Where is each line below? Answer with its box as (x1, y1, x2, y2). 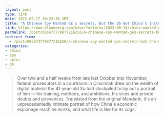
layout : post (5, 7, 32, 12)
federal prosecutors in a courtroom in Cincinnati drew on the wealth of (17, 80, 159, 86)
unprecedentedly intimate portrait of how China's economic (17, 101, 137, 107)
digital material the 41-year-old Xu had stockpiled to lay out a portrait (17, 86, 156, 92)
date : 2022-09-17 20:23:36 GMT (5, 16, 69, 21)
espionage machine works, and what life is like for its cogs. (17, 106, 136, 113)
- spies (5, 57, 21, 62)
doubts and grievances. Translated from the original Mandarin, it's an (17, 96, 156, 102)
